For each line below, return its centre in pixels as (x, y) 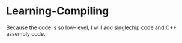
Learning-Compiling (58, 11)
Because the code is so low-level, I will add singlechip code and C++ (92, 27)
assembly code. (26, 33)
